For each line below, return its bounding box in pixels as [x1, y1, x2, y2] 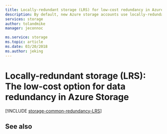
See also [5, 122, 32, 131]
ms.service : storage [5, 35, 48, 40]
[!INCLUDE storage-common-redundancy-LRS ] [5, 108, 102, 114]
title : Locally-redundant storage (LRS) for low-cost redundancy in [5, 7, 150, 12]
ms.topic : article [5, 39, 43, 45]
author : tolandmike [5, 21, 46, 26]
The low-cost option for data [5, 81, 126, 92]
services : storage [5, 16, 43, 21]
